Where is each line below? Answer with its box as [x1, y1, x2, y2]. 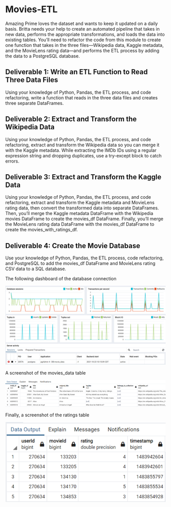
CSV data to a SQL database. [5, 266, 66, 272]
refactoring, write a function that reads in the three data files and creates [5, 94, 158, 100]
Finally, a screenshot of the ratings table [5, 412, 90, 418]
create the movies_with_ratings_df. [5, 227, 78, 233]
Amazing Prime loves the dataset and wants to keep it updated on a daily [5, 20, 158, 26]
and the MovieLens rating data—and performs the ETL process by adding [5, 47, 159, 54]
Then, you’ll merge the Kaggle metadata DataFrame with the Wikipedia [5, 210, 154, 217]
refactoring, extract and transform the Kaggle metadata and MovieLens [5, 200, 155, 206]
